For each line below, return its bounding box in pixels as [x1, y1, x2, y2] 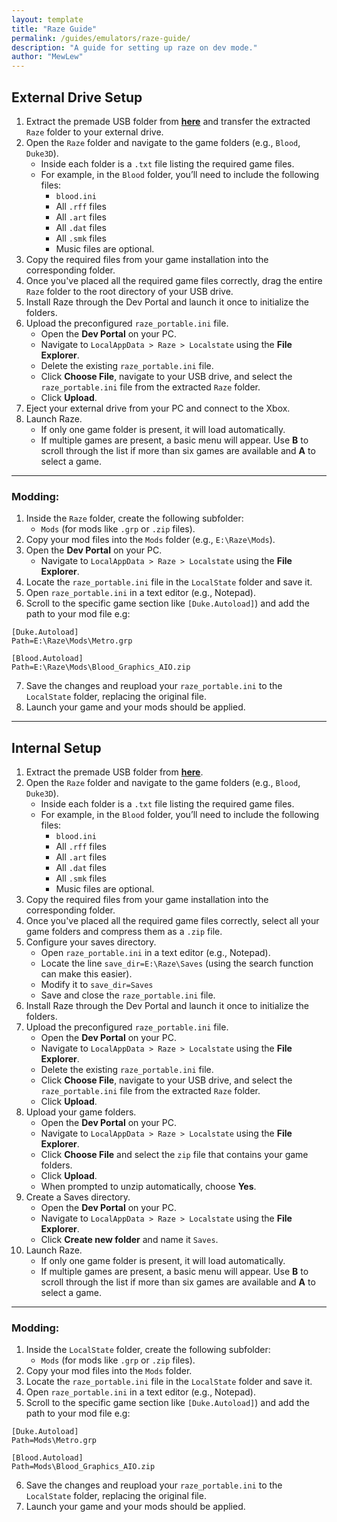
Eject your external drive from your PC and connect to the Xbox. [25, 402, 291, 414]
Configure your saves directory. [25, 936, 157, 948]
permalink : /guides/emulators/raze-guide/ [11, 33, 191, 43]
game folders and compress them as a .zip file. [25, 926, 223, 938]
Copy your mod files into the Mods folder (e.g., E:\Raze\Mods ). [25, 534, 276, 546]
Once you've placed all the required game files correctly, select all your [25, 915, 320, 927]
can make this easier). [40, 968, 133, 980]
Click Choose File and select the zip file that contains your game [40, 1149, 309, 1161]
